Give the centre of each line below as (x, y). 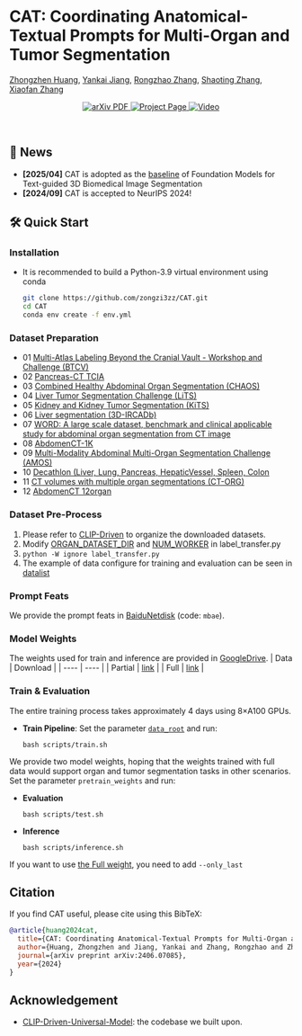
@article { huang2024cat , (54, 931)
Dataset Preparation (54, 337)
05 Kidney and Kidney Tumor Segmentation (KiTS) (115, 406)
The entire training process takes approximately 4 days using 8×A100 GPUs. (151, 710)
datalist (36, 572)
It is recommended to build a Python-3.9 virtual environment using (145, 272)
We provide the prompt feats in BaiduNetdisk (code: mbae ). (117, 615)
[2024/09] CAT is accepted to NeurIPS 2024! (107, 193)
